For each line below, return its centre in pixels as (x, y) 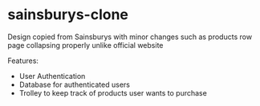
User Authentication (52, 76)
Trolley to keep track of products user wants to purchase (113, 92)
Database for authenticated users (74, 84)
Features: (23, 61)
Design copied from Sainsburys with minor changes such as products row (130, 37)
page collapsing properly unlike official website (85, 45)
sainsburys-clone (68, 15)
